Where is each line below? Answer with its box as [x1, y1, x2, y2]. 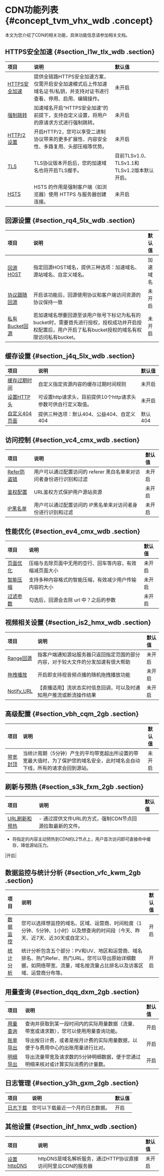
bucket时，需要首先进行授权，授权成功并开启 [33, 319, 137, 326]
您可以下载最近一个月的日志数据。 [32, 1104, 111, 1111]
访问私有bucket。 [38, 334, 79, 340]
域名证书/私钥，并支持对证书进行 [34, 88, 109, 95]
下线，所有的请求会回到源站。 [22, 764, 92, 771]
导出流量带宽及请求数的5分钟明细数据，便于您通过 [25, 1053, 141, 1060]
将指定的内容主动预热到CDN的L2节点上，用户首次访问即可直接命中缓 [12, 836, 151, 842]
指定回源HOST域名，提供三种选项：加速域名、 [33, 263, 140, 270]
